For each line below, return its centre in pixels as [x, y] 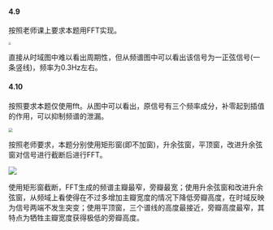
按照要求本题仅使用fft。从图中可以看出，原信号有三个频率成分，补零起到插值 [136, 106]
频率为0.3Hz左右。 [71, 67]
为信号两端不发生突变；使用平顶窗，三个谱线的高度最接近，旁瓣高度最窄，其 [136, 207]
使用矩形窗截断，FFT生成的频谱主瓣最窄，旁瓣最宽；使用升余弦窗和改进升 [132, 187]
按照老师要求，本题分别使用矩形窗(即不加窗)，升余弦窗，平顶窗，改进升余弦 [136, 144]
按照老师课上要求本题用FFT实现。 [65, 30]
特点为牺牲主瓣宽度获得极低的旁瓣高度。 [76, 217]
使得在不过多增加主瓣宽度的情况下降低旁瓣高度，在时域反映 [165, 197]
